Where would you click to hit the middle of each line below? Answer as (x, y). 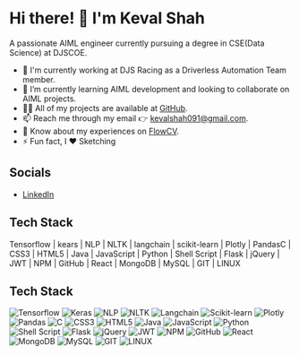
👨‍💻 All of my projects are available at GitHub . (105, 108)
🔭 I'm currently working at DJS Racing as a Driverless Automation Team (154, 70)
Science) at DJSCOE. (48, 52)
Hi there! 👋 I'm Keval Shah (107, 18)
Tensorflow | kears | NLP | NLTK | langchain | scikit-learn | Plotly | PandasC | (150, 244)
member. (38, 79)
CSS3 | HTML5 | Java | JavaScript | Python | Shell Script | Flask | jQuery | (145, 254)
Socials (30, 173)
